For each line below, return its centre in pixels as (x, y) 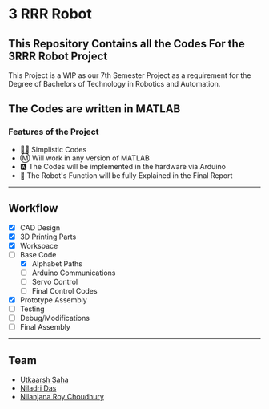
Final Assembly (45, 327)
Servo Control (55, 281)
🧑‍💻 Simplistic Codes (53, 149)
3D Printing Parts (48, 237)
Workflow (33, 208)
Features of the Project (54, 132)
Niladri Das (38, 388)
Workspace (39, 245)
